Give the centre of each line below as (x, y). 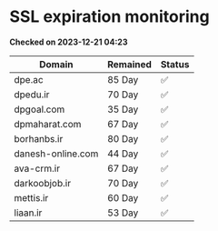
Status (175, 64)
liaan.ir (28, 213)
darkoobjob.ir (42, 183)
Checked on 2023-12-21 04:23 (69, 42)
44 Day (123, 154)
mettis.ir (31, 197)
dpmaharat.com (48, 124)
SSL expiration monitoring (110, 17)
